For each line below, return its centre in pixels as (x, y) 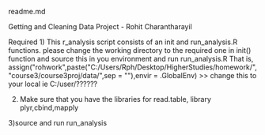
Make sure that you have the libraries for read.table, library (115, 99)
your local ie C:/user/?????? (53, 84)
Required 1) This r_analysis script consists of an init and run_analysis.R (123, 42)
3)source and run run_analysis (58, 123)
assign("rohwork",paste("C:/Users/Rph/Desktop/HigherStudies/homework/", (132, 67)
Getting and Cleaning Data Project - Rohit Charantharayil (100, 26)
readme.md (27, 11)
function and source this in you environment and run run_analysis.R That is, (131, 59)
